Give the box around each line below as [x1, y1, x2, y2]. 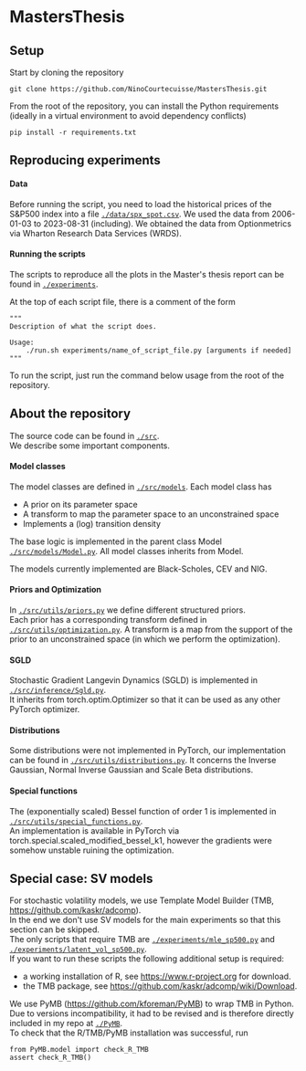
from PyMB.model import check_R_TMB [9, 1045, 149, 1055]
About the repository [9, 406, 131, 422]
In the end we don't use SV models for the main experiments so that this [9, 915, 281, 926]
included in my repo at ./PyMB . [9, 1018, 123, 1029]
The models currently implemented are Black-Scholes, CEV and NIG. [9, 563, 268, 574]
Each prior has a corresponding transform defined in [9, 614, 207, 625]
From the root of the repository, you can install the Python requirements [9, 100, 280, 111]
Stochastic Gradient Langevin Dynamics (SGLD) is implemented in [9, 675, 259, 686]
